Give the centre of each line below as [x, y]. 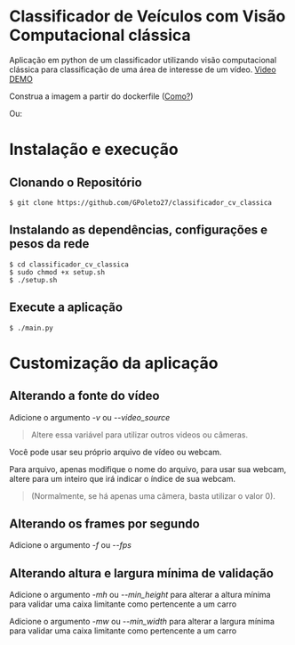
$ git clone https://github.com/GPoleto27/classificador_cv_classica [141, 202]
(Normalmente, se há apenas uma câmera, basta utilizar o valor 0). [153, 495]
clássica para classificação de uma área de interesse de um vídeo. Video [143, 69]
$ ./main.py [31, 328]
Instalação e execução [94, 150]
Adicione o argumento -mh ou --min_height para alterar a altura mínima [140, 595]
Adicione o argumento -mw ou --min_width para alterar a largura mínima [142, 622]
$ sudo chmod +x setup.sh [57, 272]
